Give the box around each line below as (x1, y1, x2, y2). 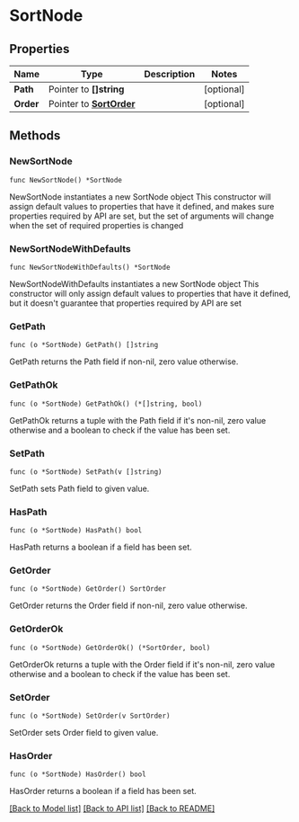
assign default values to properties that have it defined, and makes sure (9, 201, 275, 211)
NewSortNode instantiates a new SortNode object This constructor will (9, 191, 271, 202)
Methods (9, 128, 61, 144)
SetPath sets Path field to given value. (9, 483, 150, 494)
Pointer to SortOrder (48, 98, 136, 110)
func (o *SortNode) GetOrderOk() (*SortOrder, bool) (9, 643, 211, 652)
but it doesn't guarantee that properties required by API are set (9, 298, 242, 308)
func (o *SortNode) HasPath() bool (9, 526, 143, 535)
